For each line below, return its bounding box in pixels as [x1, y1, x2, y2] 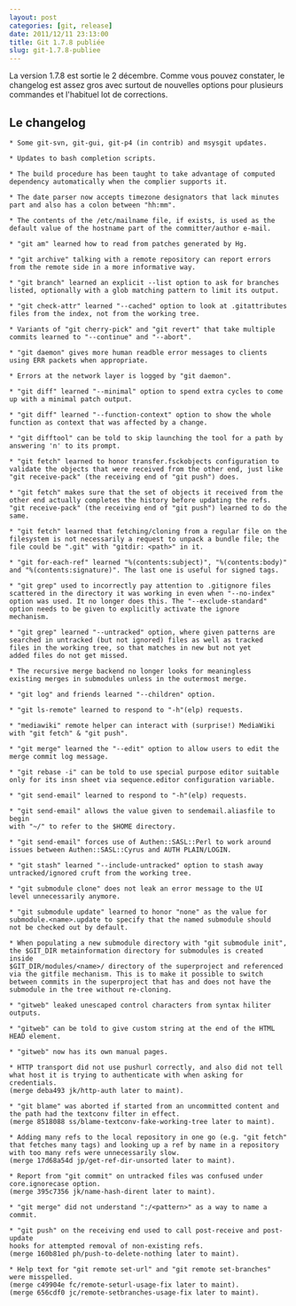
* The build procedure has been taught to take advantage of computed [9, 170, 276, 178]
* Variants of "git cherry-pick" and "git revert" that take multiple [9, 325, 276, 334]
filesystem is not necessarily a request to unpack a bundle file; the [9, 534, 279, 543]
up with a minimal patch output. [9, 394, 133, 404]
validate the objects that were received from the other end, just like [9, 464, 284, 473]
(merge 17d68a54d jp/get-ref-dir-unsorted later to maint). [9, 1156, 237, 1165]
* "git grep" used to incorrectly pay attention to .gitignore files [9, 581, 272, 590]
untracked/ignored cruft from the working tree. [9, 868, 192, 877]
